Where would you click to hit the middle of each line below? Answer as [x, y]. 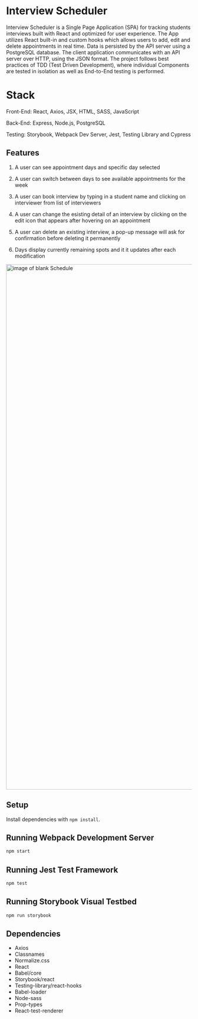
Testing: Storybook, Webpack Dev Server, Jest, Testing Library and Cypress [99, 134]
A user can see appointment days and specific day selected [87, 167]
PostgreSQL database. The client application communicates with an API [93, 52]
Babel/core [28, 973]
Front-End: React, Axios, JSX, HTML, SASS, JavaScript [73, 111]
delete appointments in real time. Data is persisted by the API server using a [98, 46]
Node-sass [28, 998]
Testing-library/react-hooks [48, 986]
